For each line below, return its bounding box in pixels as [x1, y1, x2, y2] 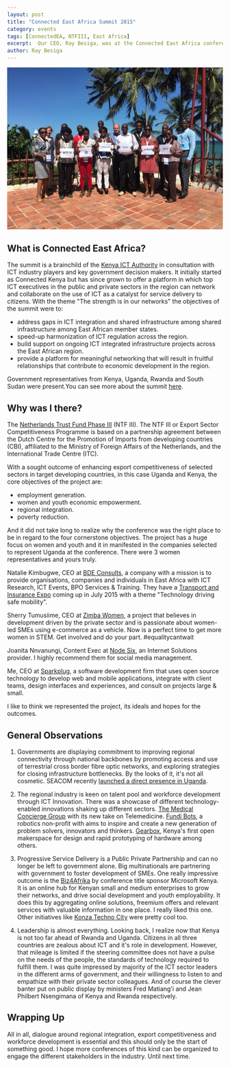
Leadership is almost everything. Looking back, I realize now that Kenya [16, 926, 220, 934]
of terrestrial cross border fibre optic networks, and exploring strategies [16, 762, 220, 770]
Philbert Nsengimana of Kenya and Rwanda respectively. [16, 991, 177, 1000]
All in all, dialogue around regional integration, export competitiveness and [7, 1030, 217, 1038]
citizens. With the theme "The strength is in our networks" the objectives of [7, 297, 220, 306]
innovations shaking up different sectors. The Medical [41, 805, 194, 813]
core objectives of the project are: [7, 478, 103, 486]
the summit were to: [7, 304, 64, 313]
